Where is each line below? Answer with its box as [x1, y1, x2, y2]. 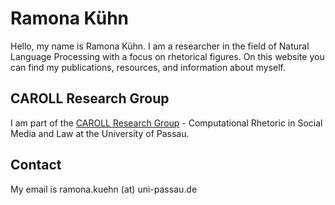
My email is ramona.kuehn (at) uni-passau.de [10, 183, 198, 195]
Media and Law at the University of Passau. [10, 127, 190, 139]
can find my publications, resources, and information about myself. [10, 61, 287, 73]
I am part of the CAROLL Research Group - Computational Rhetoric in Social [10, 117, 323, 129]
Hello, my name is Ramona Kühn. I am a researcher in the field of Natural [10, 40, 310, 52]
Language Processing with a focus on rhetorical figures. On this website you [10, 50, 325, 62]
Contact [10, 157, 62, 174]
